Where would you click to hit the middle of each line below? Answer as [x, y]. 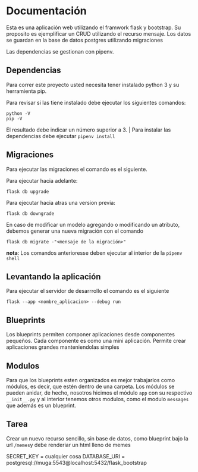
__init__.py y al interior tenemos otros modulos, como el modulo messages [98, 399]
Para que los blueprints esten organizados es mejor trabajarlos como [91, 380]
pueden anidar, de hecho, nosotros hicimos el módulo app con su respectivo [99, 393]
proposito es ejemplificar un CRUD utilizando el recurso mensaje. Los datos [99, 33]
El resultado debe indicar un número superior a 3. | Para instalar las [89, 130]
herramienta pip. [26, 91]
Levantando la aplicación [54, 276]
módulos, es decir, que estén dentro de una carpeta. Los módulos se [90, 386]
